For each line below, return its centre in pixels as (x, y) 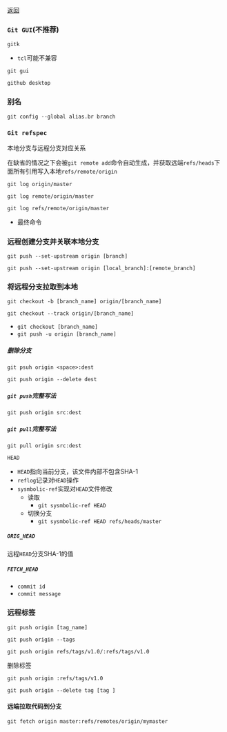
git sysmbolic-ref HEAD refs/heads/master (100, 522)
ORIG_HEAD (21, 536)
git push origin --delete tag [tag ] (61, 690)
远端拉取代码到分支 (34, 706)
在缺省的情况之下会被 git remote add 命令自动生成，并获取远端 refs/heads (111, 162)
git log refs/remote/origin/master (58, 208)
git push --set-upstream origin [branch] (68, 256)
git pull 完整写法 (32, 429)
